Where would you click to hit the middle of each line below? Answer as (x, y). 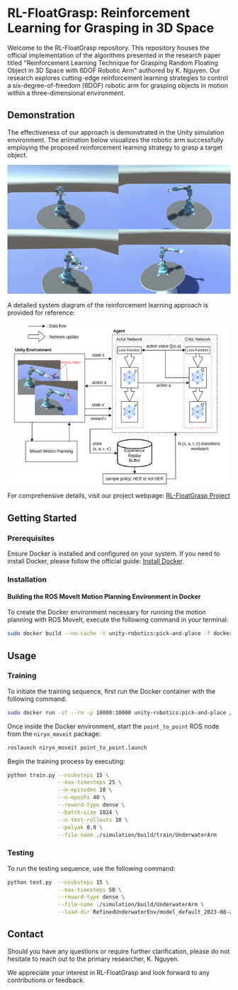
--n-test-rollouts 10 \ (93, 820)
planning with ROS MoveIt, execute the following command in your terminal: (118, 620)
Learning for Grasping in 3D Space (111, 28)
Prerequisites (31, 538)
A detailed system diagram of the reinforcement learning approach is (108, 305)
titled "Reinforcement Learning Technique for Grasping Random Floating (113, 62)
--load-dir (74, 912)
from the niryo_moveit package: (54, 733)
